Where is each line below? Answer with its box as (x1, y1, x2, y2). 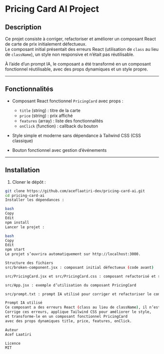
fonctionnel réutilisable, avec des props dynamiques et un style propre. (5, 66, 148, 72)
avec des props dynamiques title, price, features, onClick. (5, 318, 132, 324)
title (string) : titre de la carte (19, 107, 81, 113)
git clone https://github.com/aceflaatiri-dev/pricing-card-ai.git (5, 189, 145, 193)
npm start (5, 247, 25, 252)
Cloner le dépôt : (12, 179, 46, 185)
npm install (5, 220, 29, 225)
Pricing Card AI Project (5, 3, 99, 15)
